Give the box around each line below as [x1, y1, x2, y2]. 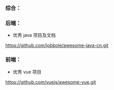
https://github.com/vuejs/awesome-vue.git [5, 79, 96, 85]
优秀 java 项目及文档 [12, 32, 56, 38]
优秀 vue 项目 [12, 69, 42, 75]
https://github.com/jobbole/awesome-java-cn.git [5, 42, 109, 49]
